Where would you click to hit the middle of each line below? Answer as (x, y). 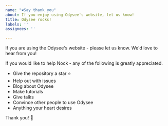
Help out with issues (34, 81)
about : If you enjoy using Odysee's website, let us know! (70, 15)
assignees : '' (21, 29)
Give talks (23, 97)
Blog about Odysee (33, 86)
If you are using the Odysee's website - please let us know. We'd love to (82, 48)
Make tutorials (28, 92)
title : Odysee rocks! (29, 19)
